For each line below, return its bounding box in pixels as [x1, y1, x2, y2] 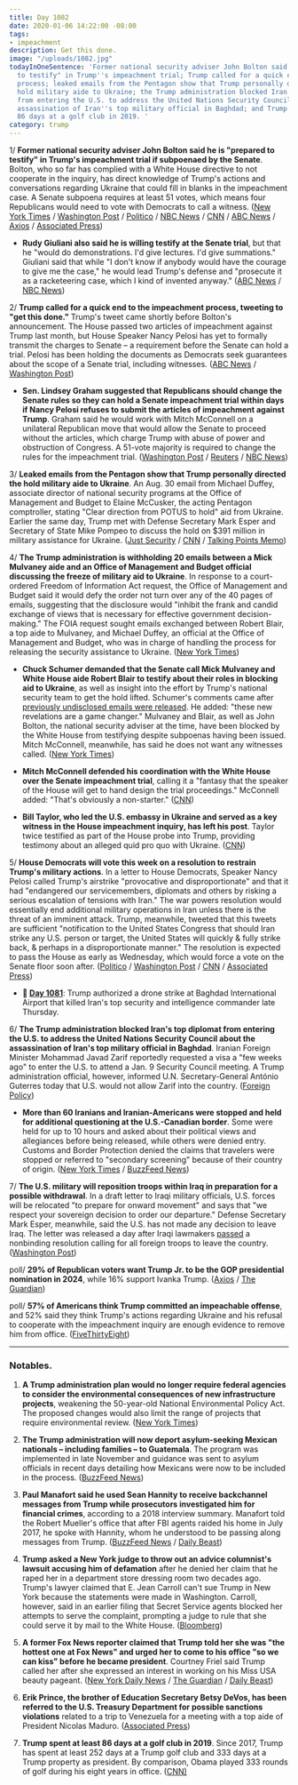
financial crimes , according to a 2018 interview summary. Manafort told [21, 1509, 286, 1519]
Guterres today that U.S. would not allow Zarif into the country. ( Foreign [9, 1081, 271, 1091]
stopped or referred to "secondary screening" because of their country [21, 1155, 283, 1165]
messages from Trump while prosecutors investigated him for [21, 1499, 255, 1509]
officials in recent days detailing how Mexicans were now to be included [21, 1463, 286, 1474]
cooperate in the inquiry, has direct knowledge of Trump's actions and [9, 173, 266, 183]
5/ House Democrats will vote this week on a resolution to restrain [9, 857, 256, 868]
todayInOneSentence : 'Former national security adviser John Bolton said [9, 63, 288, 72]
